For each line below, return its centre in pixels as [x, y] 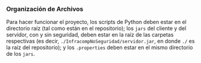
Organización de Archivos [45, 9]
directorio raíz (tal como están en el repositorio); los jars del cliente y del [96, 28]
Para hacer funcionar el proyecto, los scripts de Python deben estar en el [96, 22]
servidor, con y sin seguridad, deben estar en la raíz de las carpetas [90, 35]
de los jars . [21, 54]
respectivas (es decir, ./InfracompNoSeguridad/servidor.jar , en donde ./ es [100, 41]
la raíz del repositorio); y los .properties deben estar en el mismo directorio [100, 47]
